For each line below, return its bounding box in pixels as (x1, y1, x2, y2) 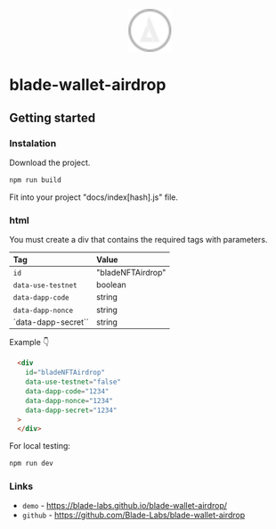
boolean (96, 279, 126, 290)
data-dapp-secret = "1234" (25, 406, 118, 415)
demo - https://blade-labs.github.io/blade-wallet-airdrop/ (21, 500, 228, 511)
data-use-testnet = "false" (25, 377, 122, 387)
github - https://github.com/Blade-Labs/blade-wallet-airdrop (21, 509, 246, 521)
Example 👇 (9, 337, 50, 348)
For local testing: (9, 441, 71, 451)
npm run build (9, 175, 62, 185)
